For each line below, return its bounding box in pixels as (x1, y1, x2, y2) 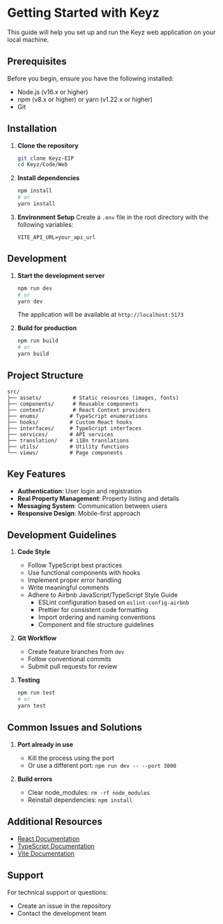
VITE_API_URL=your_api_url (17, 234, 96, 241)
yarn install (17, 200, 56, 207)
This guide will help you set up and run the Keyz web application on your (7, 28, 216, 36)
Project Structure (7, 370, 84, 382)
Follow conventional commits (27, 655, 111, 664)
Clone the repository (17, 141, 79, 149)
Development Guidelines (7, 529, 117, 542)
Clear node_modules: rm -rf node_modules (27, 788, 151, 796)
